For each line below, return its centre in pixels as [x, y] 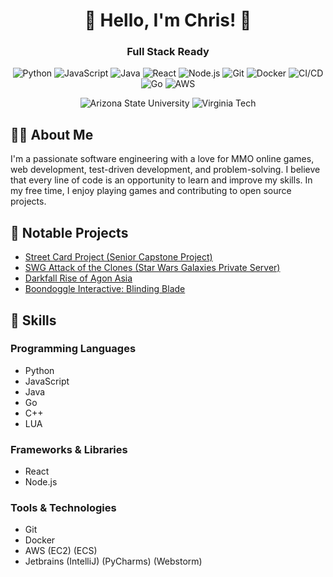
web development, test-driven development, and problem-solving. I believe [165, 170]
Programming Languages [73, 349]
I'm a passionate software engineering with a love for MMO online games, [162, 159]
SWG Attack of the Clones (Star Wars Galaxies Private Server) [152, 268]
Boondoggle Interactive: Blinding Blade [105, 289]
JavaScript [47, 381]
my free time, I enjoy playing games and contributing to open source [151, 191]
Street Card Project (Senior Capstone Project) [118, 257]
